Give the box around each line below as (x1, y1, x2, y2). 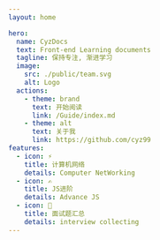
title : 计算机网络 (24, 160, 86, 169)
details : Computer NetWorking (24, 169, 136, 177)
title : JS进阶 (24, 184, 73, 194)
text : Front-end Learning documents (16, 45, 151, 54)
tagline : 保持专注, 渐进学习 (16, 54, 113, 63)
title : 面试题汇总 (24, 209, 86, 218)
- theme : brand (24, 94, 80, 103)
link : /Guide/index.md (31, 111, 116, 120)
